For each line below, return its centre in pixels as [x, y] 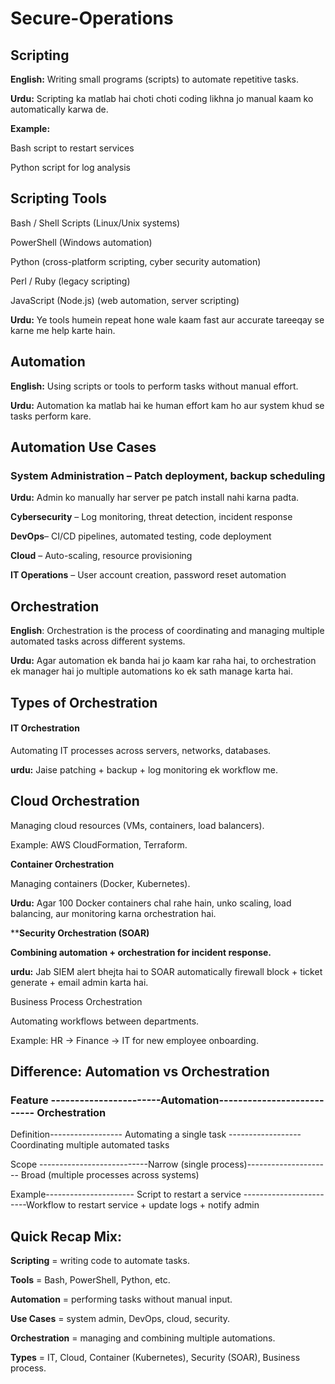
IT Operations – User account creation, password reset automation [148, 575]
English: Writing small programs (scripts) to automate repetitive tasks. [154, 79]
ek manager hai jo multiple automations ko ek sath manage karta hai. [151, 671]
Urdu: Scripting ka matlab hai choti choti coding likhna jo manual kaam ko [162, 98]
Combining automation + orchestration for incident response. [141, 952]
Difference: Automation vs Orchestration [140, 1071]
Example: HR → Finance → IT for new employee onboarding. [134, 1040]
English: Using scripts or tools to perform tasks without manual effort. [154, 386]
